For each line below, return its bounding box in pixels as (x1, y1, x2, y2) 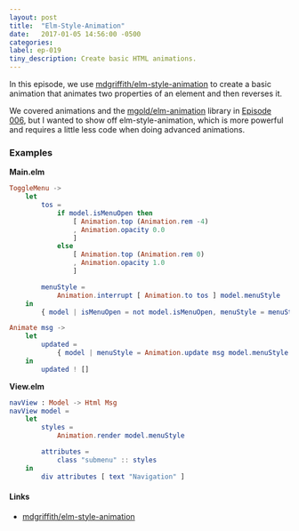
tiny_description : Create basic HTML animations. (9, 54, 198, 63)
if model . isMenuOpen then (56, 208, 153, 218)
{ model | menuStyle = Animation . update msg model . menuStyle (56, 349, 289, 358)
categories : (9, 37, 53, 47)
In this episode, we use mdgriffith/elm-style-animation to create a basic (9, 79, 271, 89)
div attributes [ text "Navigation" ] (41, 472, 185, 481)
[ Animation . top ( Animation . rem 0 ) (72, 250, 205, 259)
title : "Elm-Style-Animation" (9, 21, 125, 30)
